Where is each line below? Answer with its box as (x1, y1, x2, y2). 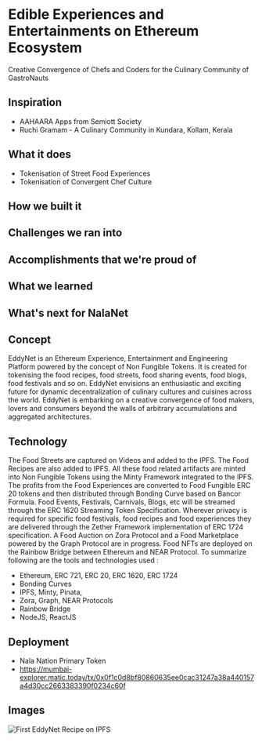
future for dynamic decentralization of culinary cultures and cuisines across (8, 387, 253, 397)
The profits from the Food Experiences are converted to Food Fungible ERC (8, 481, 251, 490)
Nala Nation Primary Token (19, 656, 106, 665)
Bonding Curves (19, 579, 72, 589)
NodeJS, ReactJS (19, 613, 77, 622)
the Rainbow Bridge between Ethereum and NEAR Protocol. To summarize (8, 547, 247, 557)
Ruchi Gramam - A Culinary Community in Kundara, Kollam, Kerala (19, 125, 233, 134)
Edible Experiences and (8, 5, 164, 24)
